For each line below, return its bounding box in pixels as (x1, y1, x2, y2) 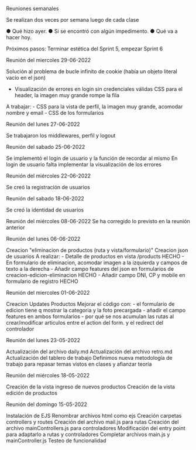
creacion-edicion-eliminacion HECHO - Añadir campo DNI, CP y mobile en (6, 272, 185, 278)
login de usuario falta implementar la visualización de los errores (6, 161, 162, 168)
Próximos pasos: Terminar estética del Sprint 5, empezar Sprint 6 (6, 45, 163, 52)
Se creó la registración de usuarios (6, 184, 91, 190)
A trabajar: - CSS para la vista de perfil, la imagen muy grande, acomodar (6, 103, 183, 110)
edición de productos (6, 390, 57, 396)
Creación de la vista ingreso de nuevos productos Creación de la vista (6, 383, 176, 390)
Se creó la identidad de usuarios (6, 206, 84, 213)
